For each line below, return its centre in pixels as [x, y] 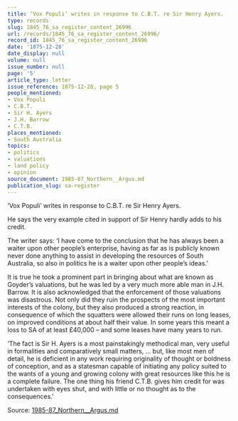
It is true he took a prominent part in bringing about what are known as [110, 277]
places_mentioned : [34, 133]
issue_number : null [36, 67]
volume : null [27, 60]
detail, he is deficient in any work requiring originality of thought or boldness [119, 359]
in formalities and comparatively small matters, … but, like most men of [111, 351]
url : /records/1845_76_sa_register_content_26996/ [84, 34]
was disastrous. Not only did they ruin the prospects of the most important [116, 300]
